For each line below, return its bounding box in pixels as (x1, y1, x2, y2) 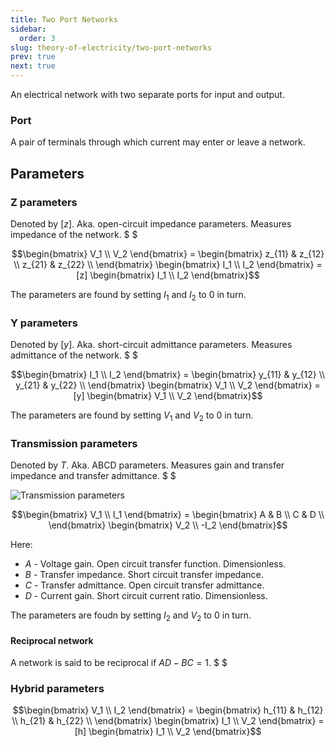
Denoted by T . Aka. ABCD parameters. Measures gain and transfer (10, 459, 285, 471)
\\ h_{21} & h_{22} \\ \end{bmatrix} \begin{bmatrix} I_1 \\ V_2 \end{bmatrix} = (11, 715, 325, 727)
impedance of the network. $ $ (10, 228, 138, 240)
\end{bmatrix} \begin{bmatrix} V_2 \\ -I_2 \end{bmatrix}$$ (48, 519, 288, 531)
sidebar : (10, 24, 47, 34)
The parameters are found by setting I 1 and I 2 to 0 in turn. (10, 288, 247, 303)
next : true (10, 61, 56, 71)
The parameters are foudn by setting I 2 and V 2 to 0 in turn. (10, 609, 252, 623)
